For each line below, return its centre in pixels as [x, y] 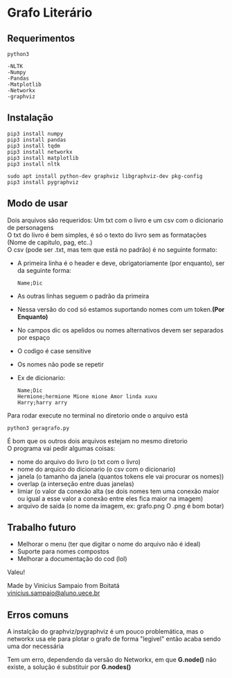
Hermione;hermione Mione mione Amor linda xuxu [87, 396]
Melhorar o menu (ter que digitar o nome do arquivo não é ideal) [109, 544]
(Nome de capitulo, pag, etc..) [50, 242]
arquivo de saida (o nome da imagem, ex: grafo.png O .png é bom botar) [121, 506]
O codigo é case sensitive [54, 350]
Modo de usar [37, 203]
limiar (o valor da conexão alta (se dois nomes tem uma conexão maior [118, 491]
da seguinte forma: [44, 270]
